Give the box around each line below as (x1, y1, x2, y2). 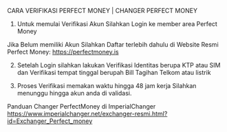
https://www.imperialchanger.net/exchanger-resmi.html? (7, 110, 168, 118)
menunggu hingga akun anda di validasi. (17, 89, 132, 97)
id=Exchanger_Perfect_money (7, 117, 93, 125)
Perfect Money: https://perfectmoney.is (7, 48, 119, 56)
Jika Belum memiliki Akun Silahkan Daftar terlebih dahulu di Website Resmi (7, 41, 219, 48)
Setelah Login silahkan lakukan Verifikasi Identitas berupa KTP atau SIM (17, 61, 221, 69)
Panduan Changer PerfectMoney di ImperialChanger (7, 102, 156, 110)
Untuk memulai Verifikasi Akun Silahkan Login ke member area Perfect (17, 20, 218, 27)
